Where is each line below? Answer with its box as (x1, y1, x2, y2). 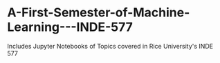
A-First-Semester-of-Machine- (7, 5, 190, 21)
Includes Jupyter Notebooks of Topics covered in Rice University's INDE (7, 42, 213, 50)
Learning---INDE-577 (7, 19, 134, 35)
